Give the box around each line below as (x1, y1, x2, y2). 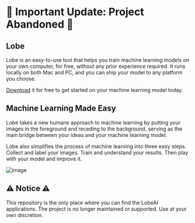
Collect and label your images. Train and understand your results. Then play (6, 149, 189, 156)
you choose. (6, 76, 36, 82)
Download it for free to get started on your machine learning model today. (6, 87, 183, 93)
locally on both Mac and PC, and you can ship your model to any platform (6, 69, 183, 76)
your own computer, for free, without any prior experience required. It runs (6, 63, 186, 70)
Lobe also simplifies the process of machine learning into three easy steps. (6, 143, 187, 150)
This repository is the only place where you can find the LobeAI (6, 199, 159, 206)
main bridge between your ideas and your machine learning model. (6, 131, 168, 138)
